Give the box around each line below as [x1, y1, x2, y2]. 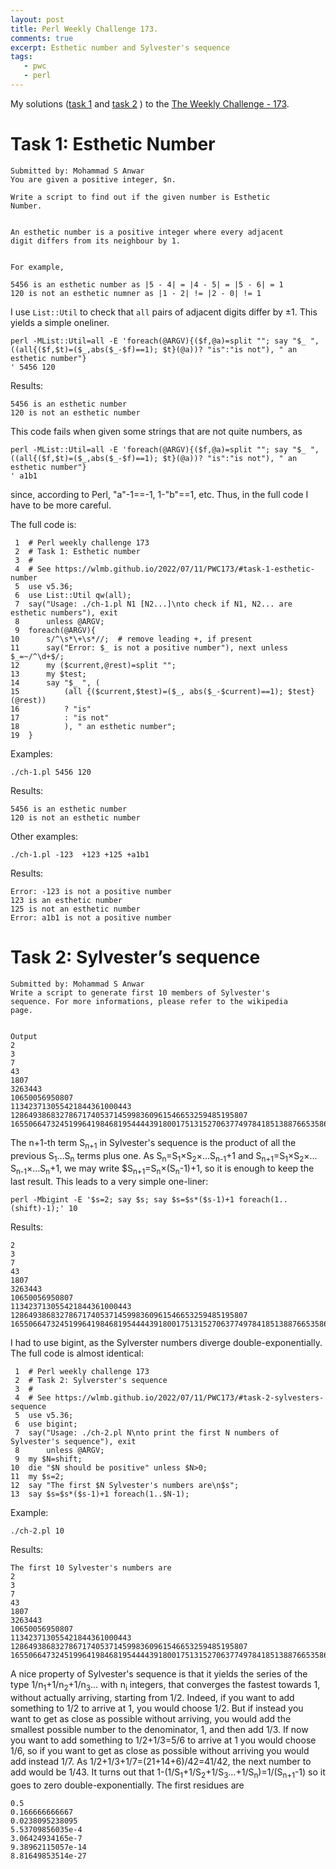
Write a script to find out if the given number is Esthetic [10, 192, 271, 202]
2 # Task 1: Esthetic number [14, 546, 141, 556]
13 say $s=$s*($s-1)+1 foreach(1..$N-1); [10, 1489, 190, 1500]
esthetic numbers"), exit [10, 607, 118, 618]
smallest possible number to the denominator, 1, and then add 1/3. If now [10, 1723, 309, 1735]
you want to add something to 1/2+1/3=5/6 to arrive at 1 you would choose [10, 1734, 317, 1746]
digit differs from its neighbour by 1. [10, 236, 182, 246]
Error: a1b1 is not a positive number [10, 912, 172, 923]
